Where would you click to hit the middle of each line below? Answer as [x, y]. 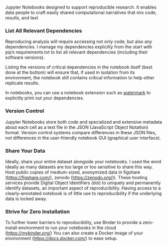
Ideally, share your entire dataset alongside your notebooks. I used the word [83, 161]
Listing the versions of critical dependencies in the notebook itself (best [79, 67]
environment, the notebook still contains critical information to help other [80, 78]
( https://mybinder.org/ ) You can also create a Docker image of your [74, 233]
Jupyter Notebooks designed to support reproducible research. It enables [81, 7]
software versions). [25, 57]
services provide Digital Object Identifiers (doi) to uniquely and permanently [83, 183]
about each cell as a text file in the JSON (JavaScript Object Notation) [77, 127]
